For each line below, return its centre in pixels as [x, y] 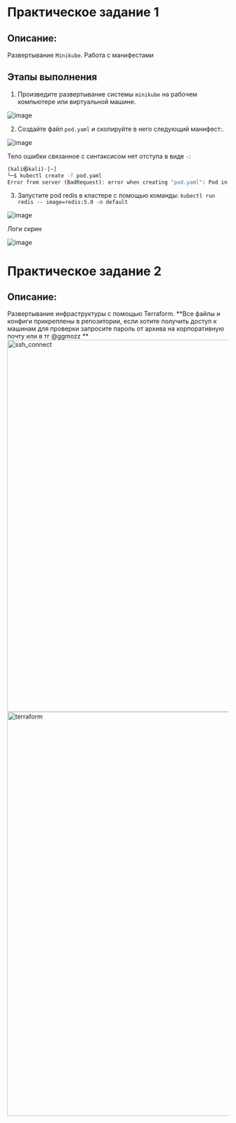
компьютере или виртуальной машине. [77, 101]
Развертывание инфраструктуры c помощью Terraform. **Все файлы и [114, 314]
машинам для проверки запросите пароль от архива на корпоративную [116, 329]
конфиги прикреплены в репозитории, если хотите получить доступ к [112, 322]
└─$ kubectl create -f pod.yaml [54, 176]
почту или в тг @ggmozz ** [48, 336]
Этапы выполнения [52, 77]
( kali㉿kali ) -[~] [32, 169]
